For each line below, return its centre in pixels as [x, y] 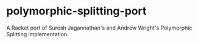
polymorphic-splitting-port [76, 11]
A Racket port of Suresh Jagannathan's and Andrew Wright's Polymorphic [99, 28]
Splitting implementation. [37, 34]
